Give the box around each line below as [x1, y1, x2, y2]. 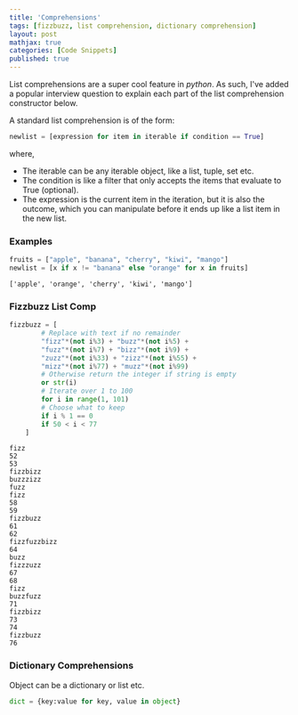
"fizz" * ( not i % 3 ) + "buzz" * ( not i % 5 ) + [41, 337, 189, 345]
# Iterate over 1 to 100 [41, 386, 133, 396]
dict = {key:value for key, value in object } [9, 696, 181, 706]
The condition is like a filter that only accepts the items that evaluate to [21, 175, 282, 185]
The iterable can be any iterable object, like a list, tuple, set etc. [21, 166, 254, 176]
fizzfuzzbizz [9, 538, 58, 547]
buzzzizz [9, 475, 42, 484]
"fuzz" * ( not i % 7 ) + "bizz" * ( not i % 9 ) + [41, 345, 189, 354]
